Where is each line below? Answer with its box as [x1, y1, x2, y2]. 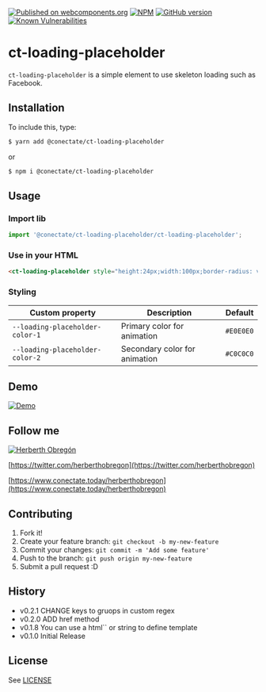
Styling [8, 286, 37, 297]
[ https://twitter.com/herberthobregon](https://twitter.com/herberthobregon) [8, 461, 256, 470]
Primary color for [121, 320, 184, 331]
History [8, 585, 46, 598]
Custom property [29, 307, 97, 318]
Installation [8, 101, 65, 115]
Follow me [8, 424, 60, 438]
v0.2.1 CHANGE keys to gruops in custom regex [19, 606, 176, 615]
